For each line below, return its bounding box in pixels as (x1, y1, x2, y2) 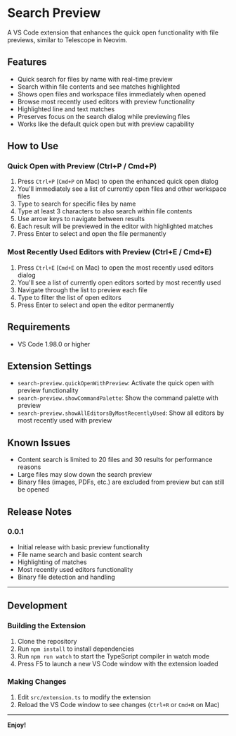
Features (7, 56, 47, 68)
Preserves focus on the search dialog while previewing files (17, 112, 190, 120)
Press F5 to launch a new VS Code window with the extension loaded (17, 659, 219, 668)
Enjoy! (7, 721, 27, 729)
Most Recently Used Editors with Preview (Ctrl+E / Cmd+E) (7, 247, 212, 257)
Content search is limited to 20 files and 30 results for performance (17, 456, 213, 464)
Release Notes (7, 506, 72, 518)
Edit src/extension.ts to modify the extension (17, 692, 151, 701)
